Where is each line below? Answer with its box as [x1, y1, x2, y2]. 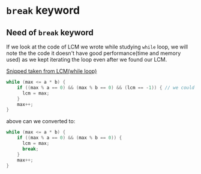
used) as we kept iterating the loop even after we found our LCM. [6, 56, 167, 63]
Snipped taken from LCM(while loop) [6, 68, 97, 75]
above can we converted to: [6, 118, 76, 125]
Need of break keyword [6, 28, 94, 38]
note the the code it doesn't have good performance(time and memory [6, 50, 181, 57]
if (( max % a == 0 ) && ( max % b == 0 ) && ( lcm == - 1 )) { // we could [17, 84, 195, 90]
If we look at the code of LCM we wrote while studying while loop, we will [6, 43, 188, 50]
